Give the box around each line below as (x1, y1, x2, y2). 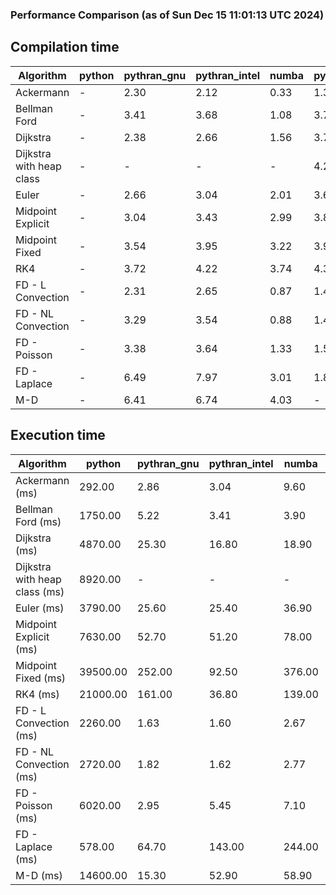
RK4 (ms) (15, 687, 60, 701)
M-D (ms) (15, 868, 63, 882)
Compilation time (10, 39, 120, 56)
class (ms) (15, 584, 65, 598)
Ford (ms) (15, 514, 62, 528)
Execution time (10, 427, 106, 444)
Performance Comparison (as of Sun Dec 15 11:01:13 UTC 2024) (10, 8, 325, 22)
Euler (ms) (15, 601, 65, 615)
